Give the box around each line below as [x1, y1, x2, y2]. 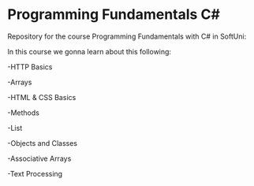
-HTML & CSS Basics [7, 92, 77, 102]
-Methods [7, 108, 40, 117]
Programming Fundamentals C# [7, 6, 220, 24]
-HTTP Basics [7, 61, 53, 72]
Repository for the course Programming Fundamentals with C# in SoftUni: [7, 32, 247, 41]
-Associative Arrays [7, 154, 72, 163]
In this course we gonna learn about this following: [7, 46, 171, 56]
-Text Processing [7, 169, 63, 178]
